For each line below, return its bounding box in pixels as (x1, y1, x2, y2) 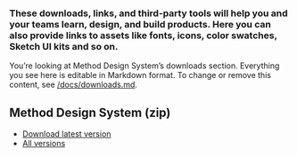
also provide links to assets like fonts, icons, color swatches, (9, 29, 278, 42)
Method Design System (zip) (9, 105, 171, 120)
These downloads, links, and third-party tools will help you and (9, 7, 288, 20)
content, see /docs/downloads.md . (9, 79, 138, 90)
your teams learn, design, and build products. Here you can (9, 18, 272, 30)
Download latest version (21, 129, 111, 139)
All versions (21, 138, 66, 149)
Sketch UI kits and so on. (9, 40, 119, 52)
